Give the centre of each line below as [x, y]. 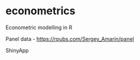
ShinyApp [17, 50]
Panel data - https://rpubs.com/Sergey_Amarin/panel [70, 39]
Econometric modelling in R [39, 27]
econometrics [40, 11]
